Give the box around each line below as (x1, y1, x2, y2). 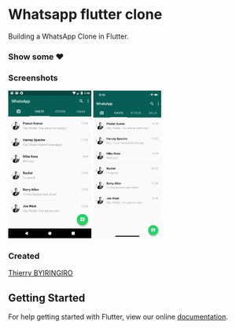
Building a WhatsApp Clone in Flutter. (8, 31, 129, 41)
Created (8, 250, 40, 261)
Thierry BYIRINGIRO (8, 268, 73, 278)
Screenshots (8, 72, 58, 83)
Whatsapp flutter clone (8, 6, 163, 24)
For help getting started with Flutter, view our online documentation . (8, 312, 228, 322)
